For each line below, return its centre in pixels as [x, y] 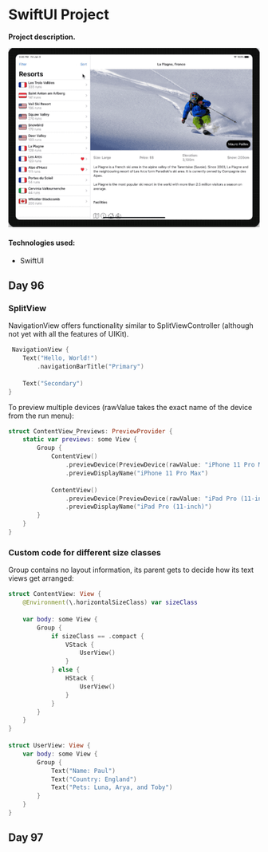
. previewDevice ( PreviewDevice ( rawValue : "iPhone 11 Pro [160, 465]
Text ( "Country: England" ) [94, 779]
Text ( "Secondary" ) [53, 383]
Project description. [42, 37]
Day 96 [26, 286]
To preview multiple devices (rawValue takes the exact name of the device [130, 407]
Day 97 [26, 838]
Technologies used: [42, 243]
